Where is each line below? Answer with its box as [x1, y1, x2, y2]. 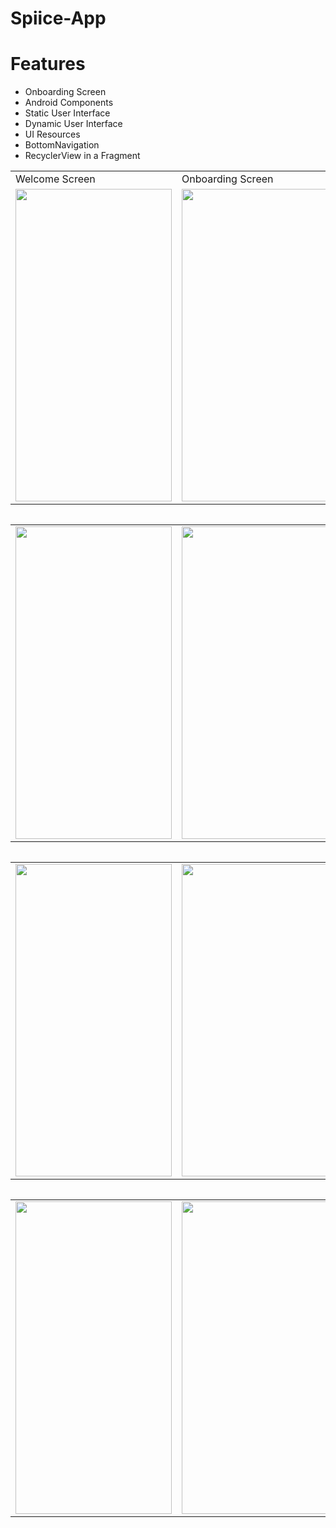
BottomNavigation [24, 139, 100, 151]
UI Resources [24, 128, 81, 141]
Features [10, 53, 86, 76]
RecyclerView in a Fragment [24, 150, 141, 162]
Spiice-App [10, 7, 107, 30]
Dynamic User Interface [24, 118, 123, 130]
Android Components [24, 97, 114, 109]
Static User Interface [24, 107, 111, 119]
